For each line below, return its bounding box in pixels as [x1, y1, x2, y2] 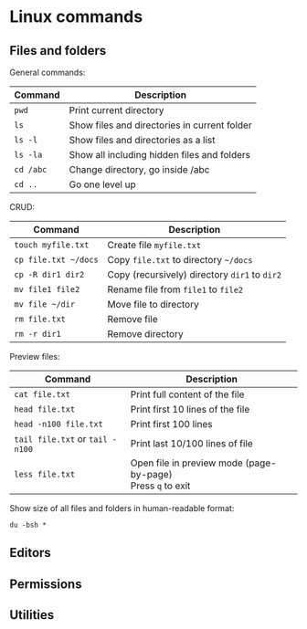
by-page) [130, 468, 173, 480]
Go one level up [69, 178, 137, 191]
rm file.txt [14, 314, 67, 324]
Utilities [9, 607, 55, 623]
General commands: [9, 67, 86, 78]
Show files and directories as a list [69, 134, 217, 146]
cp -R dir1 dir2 [14, 269, 85, 279]
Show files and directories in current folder [69, 119, 253, 131]
